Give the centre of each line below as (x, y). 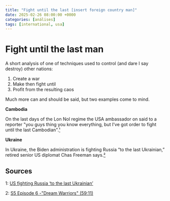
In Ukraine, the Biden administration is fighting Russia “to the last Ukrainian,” (85, 150)
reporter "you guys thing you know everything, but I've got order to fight (81, 125)
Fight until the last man (55, 49)
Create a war (26, 79)
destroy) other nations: (29, 69)
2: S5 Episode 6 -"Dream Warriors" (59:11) (49, 193)
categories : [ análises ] (30, 19)
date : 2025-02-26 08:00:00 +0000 (41, 15)
